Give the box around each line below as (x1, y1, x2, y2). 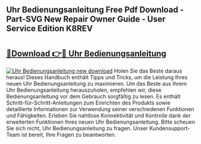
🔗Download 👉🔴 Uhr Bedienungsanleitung (6, 48, 167, 59)
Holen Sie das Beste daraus (113, 67, 182, 74)
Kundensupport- (149, 125, 190, 131)
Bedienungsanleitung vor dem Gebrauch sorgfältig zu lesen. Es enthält (6, 93, 181, 100)
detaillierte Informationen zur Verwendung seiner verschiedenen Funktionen (6, 106, 195, 113)
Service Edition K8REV (6, 23, 93, 34)
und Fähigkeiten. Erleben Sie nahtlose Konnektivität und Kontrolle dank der (6, 112, 191, 119)
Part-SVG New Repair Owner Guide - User (6, 14, 166, 25)
